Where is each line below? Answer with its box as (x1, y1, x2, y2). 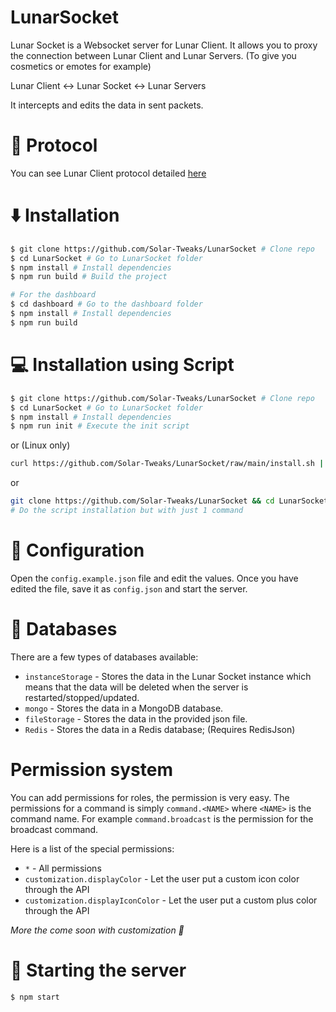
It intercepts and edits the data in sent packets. (10, 99, 204, 111)
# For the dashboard (10, 290, 97, 300)
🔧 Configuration (10, 539, 145, 562)
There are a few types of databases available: (10, 651, 199, 663)
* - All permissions (24, 862, 102, 874)
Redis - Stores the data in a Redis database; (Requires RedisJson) (24, 723, 296, 735)
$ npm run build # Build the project (10, 272, 168, 282)
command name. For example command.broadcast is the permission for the (10, 812, 314, 825)
